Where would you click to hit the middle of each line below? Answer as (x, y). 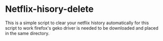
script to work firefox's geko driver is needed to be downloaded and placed (82, 28)
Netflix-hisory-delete (49, 9)
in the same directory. (27, 33)
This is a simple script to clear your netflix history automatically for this (77, 23)
